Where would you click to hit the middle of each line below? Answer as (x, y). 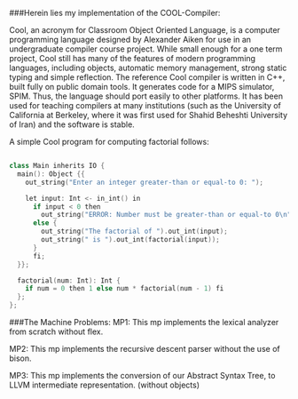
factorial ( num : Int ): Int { (69, 280)
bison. (21, 358)
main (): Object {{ (51, 174)
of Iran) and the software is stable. (72, 124)
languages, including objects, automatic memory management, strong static (148, 68)
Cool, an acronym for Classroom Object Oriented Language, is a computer (145, 30)
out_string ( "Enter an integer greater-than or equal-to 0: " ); (145, 182)
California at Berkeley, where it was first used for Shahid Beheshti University (149, 115)
